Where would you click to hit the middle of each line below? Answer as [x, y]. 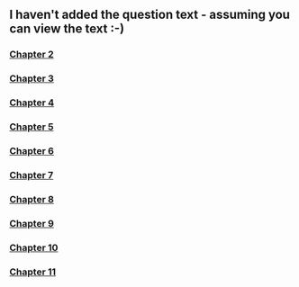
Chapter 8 [32, 199]
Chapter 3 [32, 78]
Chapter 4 [32, 103]
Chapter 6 [32, 151]
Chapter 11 [33, 272]
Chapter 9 [32, 223]
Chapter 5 [32, 127]
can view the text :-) [67, 29]
